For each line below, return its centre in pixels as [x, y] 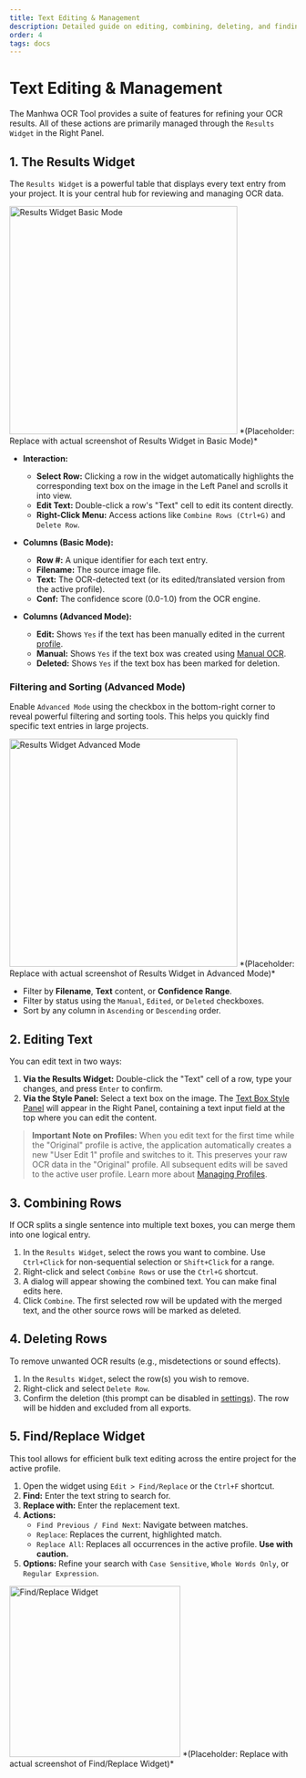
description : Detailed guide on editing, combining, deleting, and [140, 26]
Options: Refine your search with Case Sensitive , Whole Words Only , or [156, 1563]
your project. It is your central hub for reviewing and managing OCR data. [147, 193]
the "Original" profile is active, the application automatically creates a [162, 1145]
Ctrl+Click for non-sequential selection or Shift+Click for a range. [148, 1262]
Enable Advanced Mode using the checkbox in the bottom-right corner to [143, 707]
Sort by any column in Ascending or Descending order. [122, 1011]
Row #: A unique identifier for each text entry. [122, 560]
